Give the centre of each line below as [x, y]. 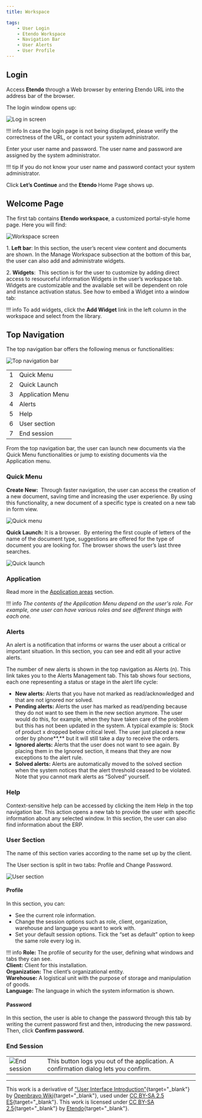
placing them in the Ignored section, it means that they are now [93, 751]
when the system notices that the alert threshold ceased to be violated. [103, 771]
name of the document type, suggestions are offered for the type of [90, 539]
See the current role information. [55, 915]
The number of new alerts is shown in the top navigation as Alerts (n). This [99, 669]
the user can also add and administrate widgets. [66, 261]
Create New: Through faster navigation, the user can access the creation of [101, 490]
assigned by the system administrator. [54, 155]
